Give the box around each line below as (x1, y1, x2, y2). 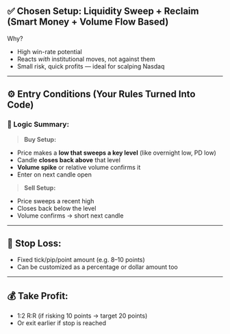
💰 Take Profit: (7, 290, 68, 302)
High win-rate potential (16, 47, 82, 55)
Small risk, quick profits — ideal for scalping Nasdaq (16, 62, 165, 70)
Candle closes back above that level (16, 155, 121, 164)
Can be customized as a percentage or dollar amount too (16, 263, 178, 271)
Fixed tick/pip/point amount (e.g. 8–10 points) (16, 256, 145, 264)
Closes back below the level (16, 204, 97, 212)
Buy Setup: (23, 135, 57, 143)
